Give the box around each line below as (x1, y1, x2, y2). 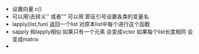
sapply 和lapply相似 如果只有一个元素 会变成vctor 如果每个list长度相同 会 (11, 28, 194, 35)
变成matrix (11, 36, 39, 42)
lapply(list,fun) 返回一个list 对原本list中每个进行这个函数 (11, 21, 150, 27)
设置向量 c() (11, 5, 42, 12)
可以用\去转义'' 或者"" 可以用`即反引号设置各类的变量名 (11, 13, 149, 20)
